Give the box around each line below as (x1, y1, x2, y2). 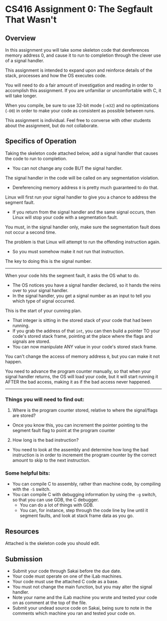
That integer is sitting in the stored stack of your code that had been (12, 317, 152, 323)
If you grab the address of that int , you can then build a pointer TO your (12, 327, 161, 334)
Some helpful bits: (5, 470, 51, 477)
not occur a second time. (5, 229, 57, 235)
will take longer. (5, 93, 37, 99)
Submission (5, 555, 43, 563)
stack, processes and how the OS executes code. (5, 73, 107, 78)
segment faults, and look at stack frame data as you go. (19, 513, 134, 518)
